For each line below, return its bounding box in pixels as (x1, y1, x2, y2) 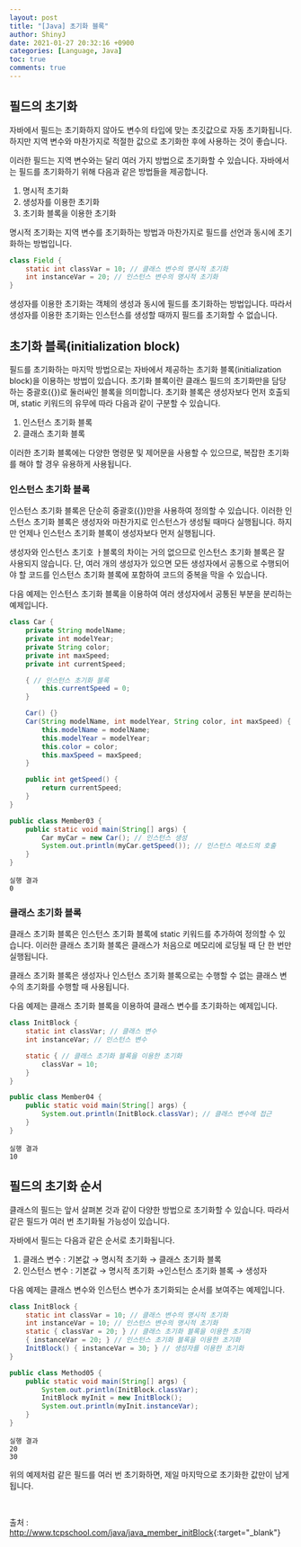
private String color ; (25, 642, 111, 652)
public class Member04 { (9, 1093, 102, 1102)
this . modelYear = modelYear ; (41, 734, 151, 743)
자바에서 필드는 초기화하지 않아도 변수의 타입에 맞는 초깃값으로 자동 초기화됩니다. (9, 124, 293, 135)
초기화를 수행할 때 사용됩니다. (25, 981, 129, 992)
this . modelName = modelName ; (41, 725, 151, 734)
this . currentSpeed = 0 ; (41, 684, 130, 693)
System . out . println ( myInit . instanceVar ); (41, 1402, 199, 1411)
